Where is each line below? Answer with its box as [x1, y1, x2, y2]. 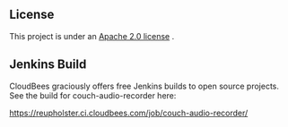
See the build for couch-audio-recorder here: [9, 89, 177, 101]
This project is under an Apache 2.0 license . [9, 30, 175, 41]
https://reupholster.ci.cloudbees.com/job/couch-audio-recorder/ [9, 107, 249, 118]
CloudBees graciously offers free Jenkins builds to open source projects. [9, 80, 280, 91]
